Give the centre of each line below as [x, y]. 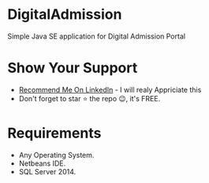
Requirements [54, 133]
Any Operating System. [56, 155]
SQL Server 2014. [47, 171]
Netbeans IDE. [42, 163]
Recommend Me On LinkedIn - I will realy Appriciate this [110, 90]
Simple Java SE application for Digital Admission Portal [97, 36]
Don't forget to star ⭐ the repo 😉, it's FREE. [90, 98]
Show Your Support [73, 68]
